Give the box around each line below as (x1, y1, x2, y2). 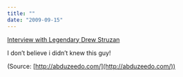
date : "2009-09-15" (7, 16, 64, 23)
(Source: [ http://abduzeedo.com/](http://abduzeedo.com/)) (7, 62, 176, 70)
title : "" (7, 10, 36, 17)
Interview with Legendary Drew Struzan (7, 35, 120, 43)
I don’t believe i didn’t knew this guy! (7, 49, 111, 57)
